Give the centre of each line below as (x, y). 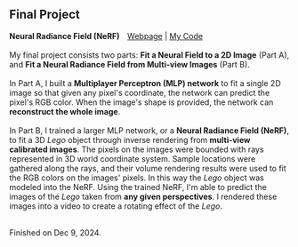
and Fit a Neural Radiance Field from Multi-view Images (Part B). (130, 64)
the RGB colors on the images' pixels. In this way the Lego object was (137, 178)
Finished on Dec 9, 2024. (56, 232)
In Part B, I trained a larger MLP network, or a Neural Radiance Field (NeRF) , (149, 130)
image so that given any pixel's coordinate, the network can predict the (140, 92)
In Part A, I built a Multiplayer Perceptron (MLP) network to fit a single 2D (145, 83)
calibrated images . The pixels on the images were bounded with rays (137, 149)
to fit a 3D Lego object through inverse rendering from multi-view (130, 139)
